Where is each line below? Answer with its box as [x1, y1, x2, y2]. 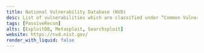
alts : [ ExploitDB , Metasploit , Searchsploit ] [6, 26, 123, 32]
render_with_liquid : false [6, 37, 75, 43]
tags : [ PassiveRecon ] [6, 20, 61, 26]
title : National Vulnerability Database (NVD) [6, 9, 126, 15]
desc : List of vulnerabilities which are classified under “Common [6, 15, 181, 21]
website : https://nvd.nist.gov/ [6, 32, 88, 38]
